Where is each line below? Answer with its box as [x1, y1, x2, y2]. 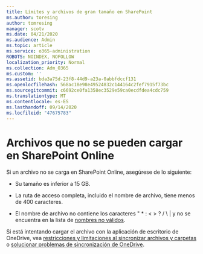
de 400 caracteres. [14, 198, 63, 206]
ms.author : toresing [6, 14, 59, 21]
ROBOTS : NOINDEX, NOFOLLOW [6, 54, 74, 60]
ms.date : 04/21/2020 [6, 31, 59, 37]
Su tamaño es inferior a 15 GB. [14, 180, 91, 188]
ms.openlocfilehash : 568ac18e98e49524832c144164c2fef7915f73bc [6, 82, 169, 88]
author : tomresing [6, 20, 53, 26]
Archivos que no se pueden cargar [6, 136, 183, 150]
